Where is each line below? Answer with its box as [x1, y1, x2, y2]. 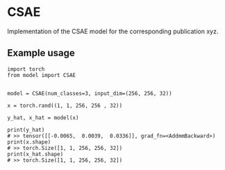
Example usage [7, 47, 75, 59]
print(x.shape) [7, 138, 51, 146]
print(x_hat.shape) [7, 151, 64, 158]
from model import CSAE [7, 71, 76, 78]
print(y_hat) [7, 126, 45, 133]
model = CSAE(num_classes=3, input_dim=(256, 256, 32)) [7, 90, 172, 97]
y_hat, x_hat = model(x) [7, 114, 79, 121]
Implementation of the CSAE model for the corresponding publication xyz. [7, 27, 219, 35]
